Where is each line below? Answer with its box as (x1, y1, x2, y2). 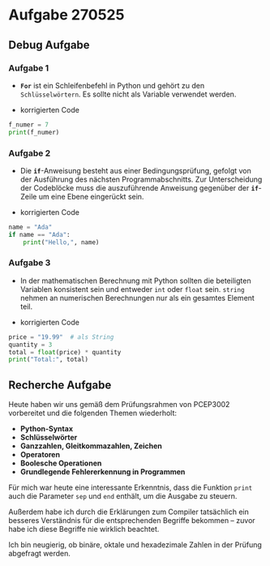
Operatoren (19, 450, 61, 460)
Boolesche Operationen (19, 458, 102, 468)
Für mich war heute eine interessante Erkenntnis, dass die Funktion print (8, 482, 253, 492)
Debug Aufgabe (8, 38, 91, 52)
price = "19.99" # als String (8, 332, 114, 341)
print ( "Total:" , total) (8, 355, 89, 364)
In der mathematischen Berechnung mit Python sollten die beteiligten (19, 276, 251, 285)
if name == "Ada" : (8, 230, 71, 238)
